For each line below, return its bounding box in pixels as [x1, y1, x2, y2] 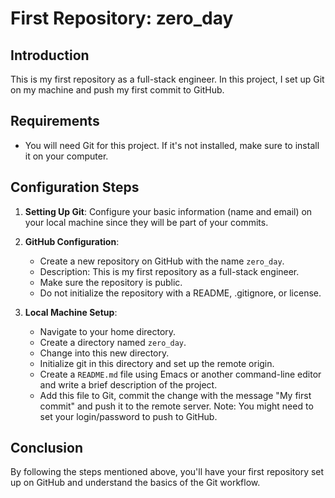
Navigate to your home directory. [39, 325, 177, 337]
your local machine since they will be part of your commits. [24, 216, 269, 228]
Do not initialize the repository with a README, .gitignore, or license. [39, 287, 322, 299]
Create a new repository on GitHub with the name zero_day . [39, 255, 285, 267]
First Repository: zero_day [10, 7, 234, 30]
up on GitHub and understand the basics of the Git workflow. [10, 477, 261, 489]
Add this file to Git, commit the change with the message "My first [39, 389, 312, 401]
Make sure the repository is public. [39, 276, 183, 288]
